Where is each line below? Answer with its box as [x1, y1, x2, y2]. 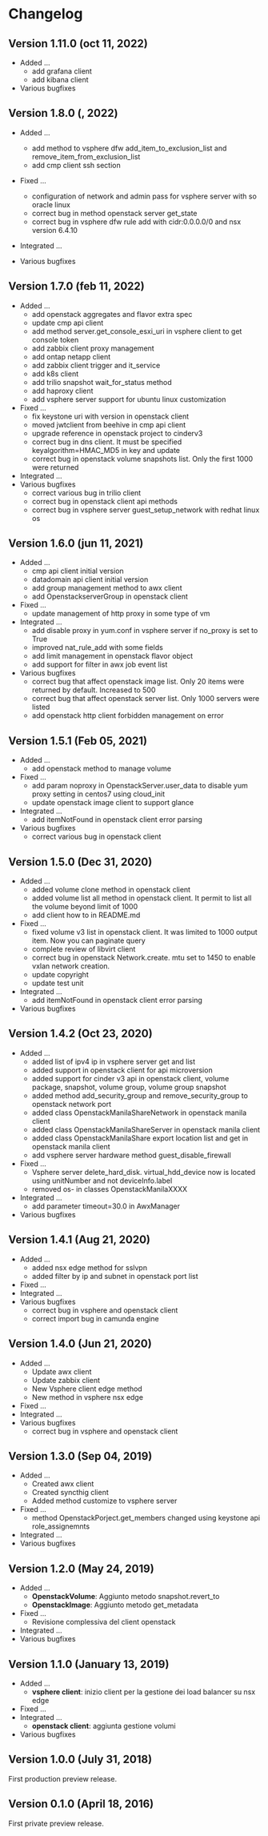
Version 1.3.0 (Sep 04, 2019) [8, 1449, 153, 1463]
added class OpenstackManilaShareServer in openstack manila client [31, 1124, 261, 1134]
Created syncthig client [31, 1488, 110, 1497]
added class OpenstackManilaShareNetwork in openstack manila [31, 1108, 247, 1117]
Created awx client [31, 1479, 94, 1489]
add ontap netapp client [31, 351, 111, 361]
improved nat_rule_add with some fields [31, 643, 164, 652]
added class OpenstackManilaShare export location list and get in [31, 1133, 249, 1143]
